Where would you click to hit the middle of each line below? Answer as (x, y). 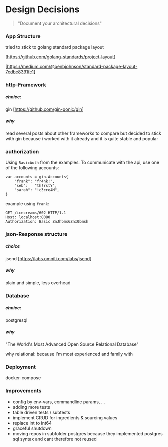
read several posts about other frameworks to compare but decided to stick (83, 133)
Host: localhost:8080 (28, 217)
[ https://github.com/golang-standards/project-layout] (61, 57)
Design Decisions (43, 9)
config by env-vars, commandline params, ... (59, 402)
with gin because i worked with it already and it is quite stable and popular (82, 139)
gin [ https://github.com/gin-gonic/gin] (45, 109)
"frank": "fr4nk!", (35, 181)
